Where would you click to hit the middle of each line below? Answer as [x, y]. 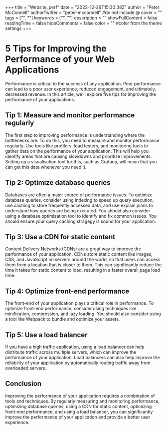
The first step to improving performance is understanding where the [75, 135]
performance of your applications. [40, 99]
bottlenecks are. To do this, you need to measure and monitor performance [82, 140]
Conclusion [23, 384]
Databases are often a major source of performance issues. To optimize [79, 195]
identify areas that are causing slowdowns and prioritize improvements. [79, 156]
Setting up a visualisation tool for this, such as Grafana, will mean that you [81, 161]
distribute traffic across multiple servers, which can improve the [71, 352]
